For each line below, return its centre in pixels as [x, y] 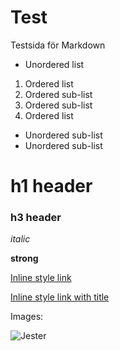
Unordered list [54, 64]
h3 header [36, 218]
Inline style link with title [60, 297]
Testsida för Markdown [58, 45]
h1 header [51, 186]
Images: [27, 317]
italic [20, 239]
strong [24, 258]
